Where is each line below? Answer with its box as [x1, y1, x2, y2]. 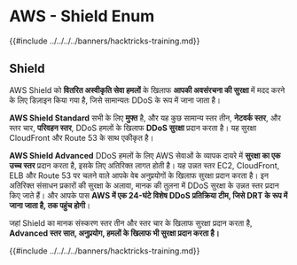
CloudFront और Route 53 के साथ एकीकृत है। [9, 132, 154, 143]
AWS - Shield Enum [9, 6, 155, 27]
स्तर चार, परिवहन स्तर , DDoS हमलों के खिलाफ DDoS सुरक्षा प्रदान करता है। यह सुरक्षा [9, 122, 257, 133]
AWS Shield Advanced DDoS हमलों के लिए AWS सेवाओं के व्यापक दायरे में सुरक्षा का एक [9, 150, 281, 160]
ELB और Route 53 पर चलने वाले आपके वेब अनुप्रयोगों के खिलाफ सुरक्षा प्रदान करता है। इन [9, 170, 269, 181]
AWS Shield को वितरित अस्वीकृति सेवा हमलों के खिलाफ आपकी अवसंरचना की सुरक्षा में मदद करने [9, 84, 285, 95]
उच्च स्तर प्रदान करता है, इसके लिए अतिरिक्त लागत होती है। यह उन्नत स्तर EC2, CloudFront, [9, 160, 280, 170]
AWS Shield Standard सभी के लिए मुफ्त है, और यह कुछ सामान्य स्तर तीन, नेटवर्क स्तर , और [9, 113, 282, 123]
